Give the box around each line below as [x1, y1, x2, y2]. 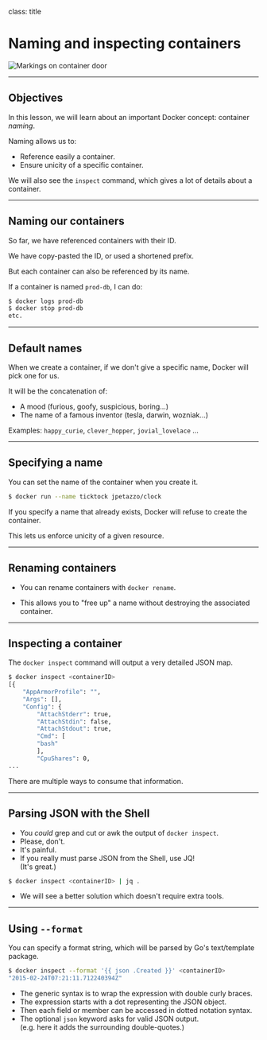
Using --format [8, 922, 83, 935]
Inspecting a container [8, 636, 122, 650]
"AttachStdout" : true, [37, 725, 112, 733]
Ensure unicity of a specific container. [19, 160, 145, 169]
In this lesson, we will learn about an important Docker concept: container [8, 112, 250, 122]
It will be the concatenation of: [8, 386, 108, 396]
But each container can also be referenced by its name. [8, 266, 190, 276]
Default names [8, 341, 83, 355]
